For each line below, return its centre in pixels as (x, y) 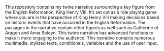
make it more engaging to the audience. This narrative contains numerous (80, 38)
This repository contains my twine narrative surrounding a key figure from (80, 7)
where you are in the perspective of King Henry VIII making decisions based (82, 17)
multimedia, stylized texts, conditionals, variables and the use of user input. (82, 43)
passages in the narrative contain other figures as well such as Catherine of (82, 28)
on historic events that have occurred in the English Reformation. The (75, 22)
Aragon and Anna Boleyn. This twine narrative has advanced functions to (79, 33)
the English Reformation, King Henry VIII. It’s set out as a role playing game (81, 12)
